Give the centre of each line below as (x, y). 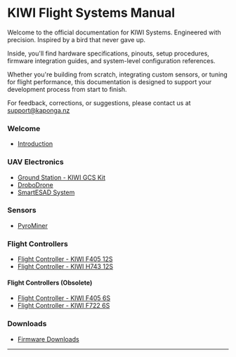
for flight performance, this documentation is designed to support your (110, 81)
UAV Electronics (36, 162)
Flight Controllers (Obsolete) (50, 283)
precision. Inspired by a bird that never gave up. (77, 39)
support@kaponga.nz (39, 110)
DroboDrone (35, 184)
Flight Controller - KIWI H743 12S (65, 267)
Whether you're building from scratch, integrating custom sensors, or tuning (118, 74)
